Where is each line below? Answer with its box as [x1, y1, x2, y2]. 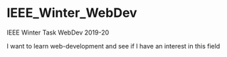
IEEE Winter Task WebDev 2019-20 [6, 28, 110, 37]
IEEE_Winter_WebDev [6, 5, 137, 21]
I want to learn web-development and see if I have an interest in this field [6, 42, 221, 50]
